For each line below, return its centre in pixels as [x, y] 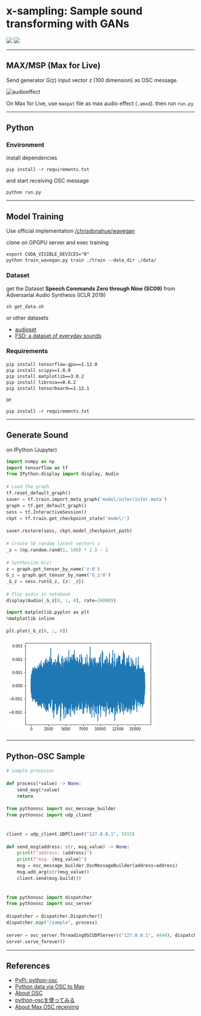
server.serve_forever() [36, 942]
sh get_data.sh [25, 306]
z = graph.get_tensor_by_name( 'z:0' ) [53, 569]
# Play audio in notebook [38, 594]
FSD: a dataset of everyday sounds [58, 336]
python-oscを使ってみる [45, 1000]
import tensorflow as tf [37, 468]
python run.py [24, 193]
